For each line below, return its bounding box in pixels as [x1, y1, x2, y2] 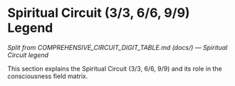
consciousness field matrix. [7, 72, 88, 80]
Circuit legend [7, 51, 48, 59]
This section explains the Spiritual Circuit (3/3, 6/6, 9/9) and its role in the [7, 64, 222, 73]
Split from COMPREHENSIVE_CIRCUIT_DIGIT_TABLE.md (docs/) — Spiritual [7, 43, 228, 51]
